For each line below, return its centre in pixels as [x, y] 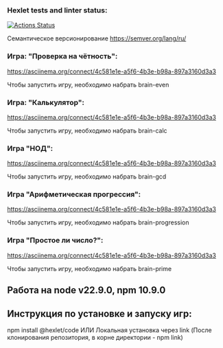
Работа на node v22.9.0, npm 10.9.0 [86, 290]
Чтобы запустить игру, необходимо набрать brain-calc [87, 130]
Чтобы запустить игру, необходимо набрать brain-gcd [87, 176]
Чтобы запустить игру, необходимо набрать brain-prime [90, 268]
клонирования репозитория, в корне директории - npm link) [95, 337]
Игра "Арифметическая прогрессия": [74, 194]
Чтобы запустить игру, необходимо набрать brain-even [88, 84]
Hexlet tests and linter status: [57, 10]
